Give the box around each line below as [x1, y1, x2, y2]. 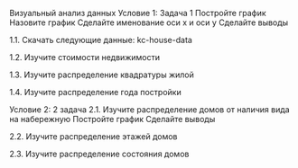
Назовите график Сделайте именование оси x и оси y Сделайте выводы [9, 17, 289, 28]
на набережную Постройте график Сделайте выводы [9, 114, 216, 124]
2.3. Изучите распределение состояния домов [9, 148, 190, 159]
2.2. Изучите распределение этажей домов [9, 131, 178, 142]
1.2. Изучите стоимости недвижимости [9, 52, 161, 62]
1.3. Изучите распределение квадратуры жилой [9, 69, 194, 80]
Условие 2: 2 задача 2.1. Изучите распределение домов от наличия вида [9, 104, 291, 115]
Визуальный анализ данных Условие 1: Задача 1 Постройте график [9, 8, 266, 18]
